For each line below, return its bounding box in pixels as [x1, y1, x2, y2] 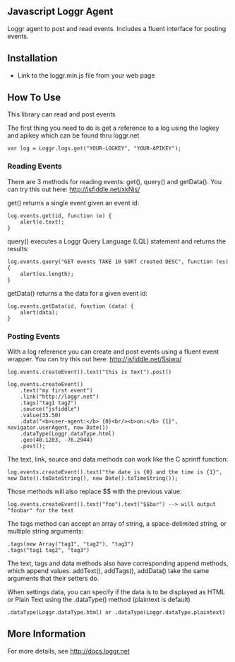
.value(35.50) [20, 412, 61, 419]
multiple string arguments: [7, 527, 84, 536]
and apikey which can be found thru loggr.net [7, 131, 140, 140]
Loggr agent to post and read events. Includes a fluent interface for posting [7, 24, 227, 32]
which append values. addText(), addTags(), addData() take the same [7, 567, 210, 575]
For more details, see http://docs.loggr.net [7, 646, 131, 655]
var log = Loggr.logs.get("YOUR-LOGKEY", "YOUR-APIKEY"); [7, 145, 181, 152]
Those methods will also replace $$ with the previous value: [7, 487, 182, 496]
